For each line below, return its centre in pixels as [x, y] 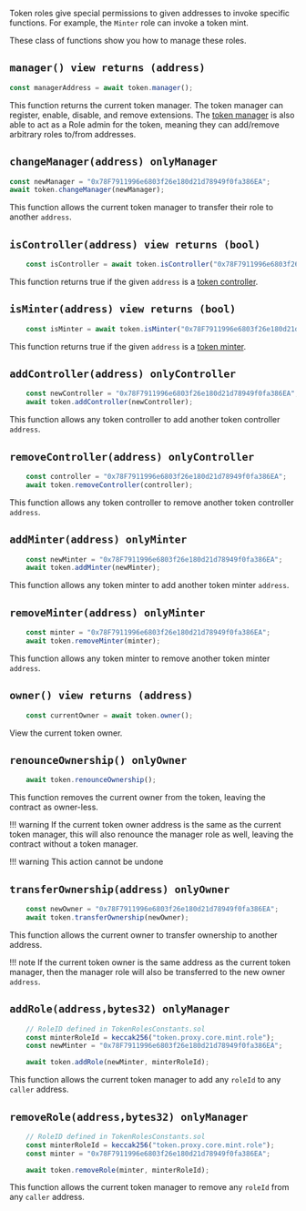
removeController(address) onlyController [132, 457]
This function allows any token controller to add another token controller [145, 420]
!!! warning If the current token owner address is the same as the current [145, 825]
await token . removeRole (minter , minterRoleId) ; [117, 1170]
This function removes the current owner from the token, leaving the [138, 798]
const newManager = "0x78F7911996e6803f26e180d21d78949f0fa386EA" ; [140, 181]
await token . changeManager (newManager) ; [87, 190]
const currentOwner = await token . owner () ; [110, 715]
